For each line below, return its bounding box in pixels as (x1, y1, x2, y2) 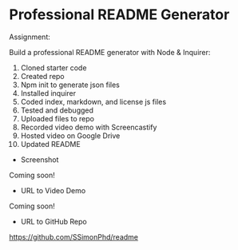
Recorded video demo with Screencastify (20, 122, 157, 132)
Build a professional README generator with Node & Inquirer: (9, 47, 211, 57)
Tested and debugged (20, 105, 94, 115)
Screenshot (20, 154, 59, 165)
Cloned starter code (20, 62, 87, 73)
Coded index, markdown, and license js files (20, 97, 167, 106)
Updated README (20, 139, 81, 149)
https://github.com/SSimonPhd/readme (9, 232, 139, 241)
